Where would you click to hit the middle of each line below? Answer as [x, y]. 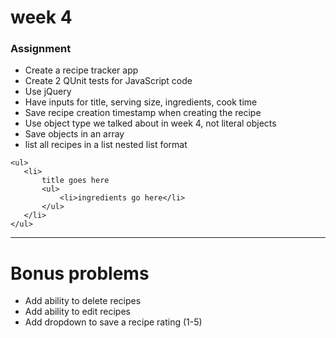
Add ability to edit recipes [77, 312]
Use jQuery [48, 92]
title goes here [75, 181]
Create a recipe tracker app [81, 70]
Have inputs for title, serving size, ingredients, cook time [141, 102]
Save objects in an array [74, 134]
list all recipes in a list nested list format [106, 145]
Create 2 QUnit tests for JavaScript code [108, 81]
